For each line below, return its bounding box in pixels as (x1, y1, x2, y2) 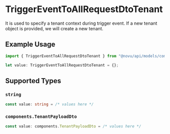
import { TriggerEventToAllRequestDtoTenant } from (5, 53, 116, 58)
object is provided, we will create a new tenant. (5, 25, 104, 31)
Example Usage (5, 40, 56, 49)
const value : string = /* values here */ (5, 102, 94, 107)
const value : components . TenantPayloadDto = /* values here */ (5, 124, 142, 129)
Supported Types (5, 77, 62, 85)
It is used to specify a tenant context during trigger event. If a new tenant (5, 20, 158, 26)
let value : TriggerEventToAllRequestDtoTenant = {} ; (5, 62, 119, 68)
